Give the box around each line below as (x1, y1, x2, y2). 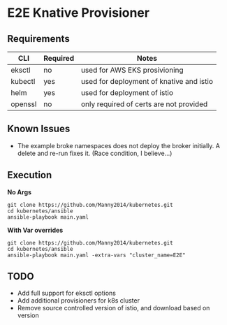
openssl (10, 99, 37, 109)
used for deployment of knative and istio (80, 77, 213, 86)
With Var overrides (7, 226, 64, 234)
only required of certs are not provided (80, 99, 208, 109)
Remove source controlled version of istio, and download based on (17, 304, 210, 312)
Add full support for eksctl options (17, 289, 117, 298)
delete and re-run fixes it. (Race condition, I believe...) (17, 149, 173, 157)
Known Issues (7, 123, 71, 135)
